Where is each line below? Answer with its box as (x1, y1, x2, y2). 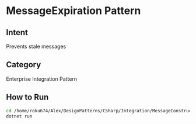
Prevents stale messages (6, 43, 66, 50)
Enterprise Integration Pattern (6, 75, 78, 82)
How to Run (6, 92, 49, 102)
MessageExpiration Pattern (6, 4, 141, 18)
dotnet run (6, 113, 33, 119)
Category (6, 60, 41, 70)
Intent (6, 27, 28, 37)
